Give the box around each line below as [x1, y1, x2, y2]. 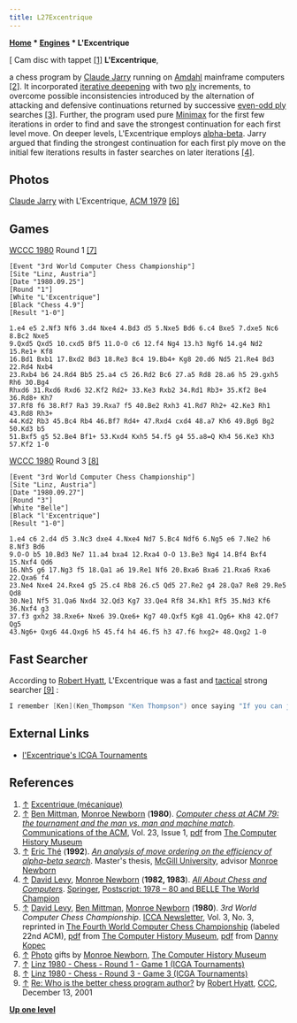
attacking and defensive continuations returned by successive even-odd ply [9, 99, 286, 111]
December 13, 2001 [21, 987, 93, 997]
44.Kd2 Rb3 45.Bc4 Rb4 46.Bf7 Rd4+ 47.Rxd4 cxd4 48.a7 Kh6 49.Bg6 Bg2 [9, 417, 275, 426]
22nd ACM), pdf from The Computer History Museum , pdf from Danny [21, 930, 278, 941]
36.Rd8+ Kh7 [9, 394, 53, 403]
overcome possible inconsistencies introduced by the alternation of [9, 90, 255, 101]
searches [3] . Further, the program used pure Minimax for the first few [9, 109, 265, 119]
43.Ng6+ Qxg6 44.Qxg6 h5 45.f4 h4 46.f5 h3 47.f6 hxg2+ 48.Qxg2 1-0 [9, 627, 267, 637]
